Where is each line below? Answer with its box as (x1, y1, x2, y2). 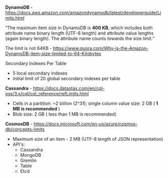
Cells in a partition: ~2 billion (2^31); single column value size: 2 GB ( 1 (12, 100, 158, 106)
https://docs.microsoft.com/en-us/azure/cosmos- (33, 121, 138, 127)
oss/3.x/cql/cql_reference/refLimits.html (5, 91, 89, 96)
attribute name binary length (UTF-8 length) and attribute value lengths (5, 30, 154, 36)
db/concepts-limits (5, 126, 45, 132)
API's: (12, 141, 25, 147)
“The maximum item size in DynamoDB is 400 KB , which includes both (5, 25, 153, 31)
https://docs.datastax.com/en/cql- (32, 85, 105, 91)
